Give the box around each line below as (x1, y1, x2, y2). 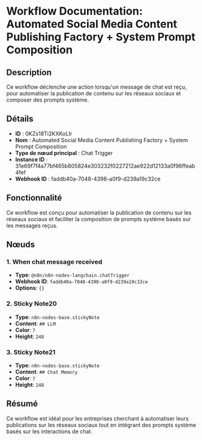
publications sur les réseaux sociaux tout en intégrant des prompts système (6, 421, 197, 428)
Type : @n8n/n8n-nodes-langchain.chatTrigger (15, 272, 130, 279)
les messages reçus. (6, 222, 58, 229)
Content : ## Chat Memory (15, 368, 78, 375)
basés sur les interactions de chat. (6, 427, 92, 435)
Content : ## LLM (15, 320, 56, 327)
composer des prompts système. (6, 96, 89, 103)
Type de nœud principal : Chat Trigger (15, 149, 113, 156)
